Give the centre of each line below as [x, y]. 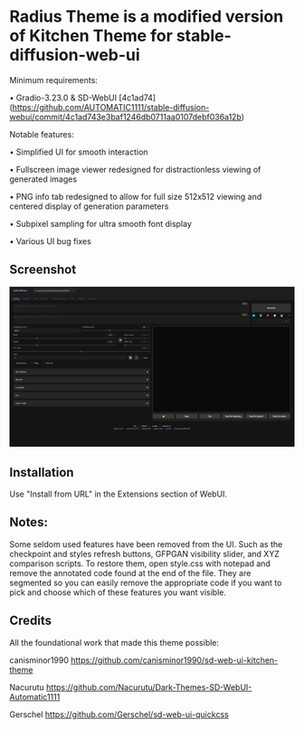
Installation [42, 472]
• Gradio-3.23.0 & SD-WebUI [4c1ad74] [83, 98]
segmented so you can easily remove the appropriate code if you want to [146, 582]
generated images [43, 179]
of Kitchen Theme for [91, 36]
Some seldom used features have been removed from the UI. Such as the [146, 544]
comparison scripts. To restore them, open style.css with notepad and [140, 563]
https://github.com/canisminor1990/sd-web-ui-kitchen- [175, 660]
